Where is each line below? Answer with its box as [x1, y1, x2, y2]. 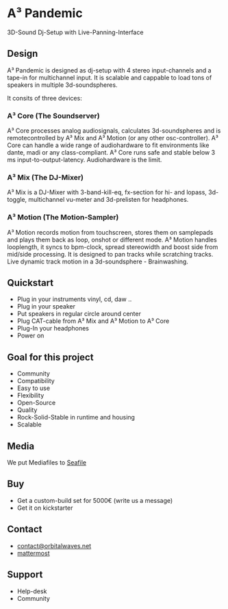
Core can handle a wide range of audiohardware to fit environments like [7, 141, 210, 149]
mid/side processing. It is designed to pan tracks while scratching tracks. [7, 250, 214, 258]
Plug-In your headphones [16, 324, 89, 333]
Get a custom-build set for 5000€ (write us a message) [16, 496, 173, 504]
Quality [16, 406, 38, 414]
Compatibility [16, 377, 55, 385]
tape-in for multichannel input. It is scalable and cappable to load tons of [7, 73, 212, 81]
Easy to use [16, 384, 50, 392]
